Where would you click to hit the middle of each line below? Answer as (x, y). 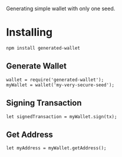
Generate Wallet (36, 66)
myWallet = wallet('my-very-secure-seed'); (60, 85)
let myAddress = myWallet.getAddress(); (57, 148)
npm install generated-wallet (43, 48)
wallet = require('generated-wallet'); (55, 80)
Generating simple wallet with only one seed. (61, 9)
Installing (29, 32)
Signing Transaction (44, 103)
